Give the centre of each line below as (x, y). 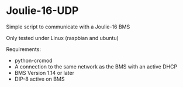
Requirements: (23, 49)
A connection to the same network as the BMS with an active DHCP (96, 66)
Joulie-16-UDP (42, 11)
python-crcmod (33, 60)
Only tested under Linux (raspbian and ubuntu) (62, 38)
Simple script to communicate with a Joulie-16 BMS (68, 27)
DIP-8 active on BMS (39, 79)
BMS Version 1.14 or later (44, 72)
